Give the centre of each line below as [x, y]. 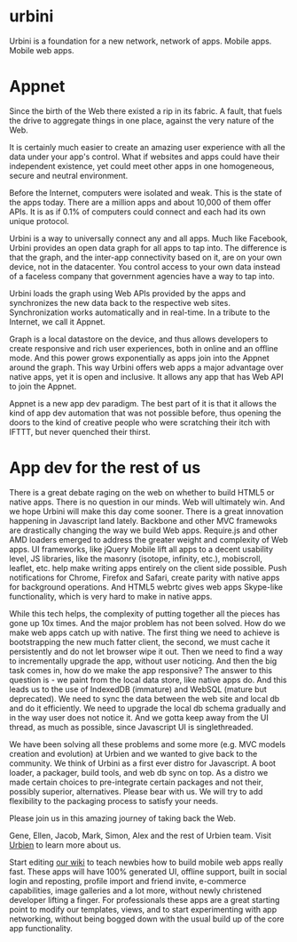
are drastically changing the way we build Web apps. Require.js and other [143, 530]
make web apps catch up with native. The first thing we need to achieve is [145, 632]
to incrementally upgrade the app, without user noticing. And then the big [143, 661]
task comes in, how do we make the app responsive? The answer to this [141, 670]
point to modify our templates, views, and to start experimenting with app [143, 909]
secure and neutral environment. [69, 175]
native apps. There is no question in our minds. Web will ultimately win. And [147, 502]
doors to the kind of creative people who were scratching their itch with [140, 422]
